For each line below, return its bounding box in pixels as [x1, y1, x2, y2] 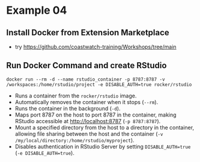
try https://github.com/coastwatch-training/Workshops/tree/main [14, 43, 177, 50]
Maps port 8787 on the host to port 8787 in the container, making [14, 111, 177, 118]
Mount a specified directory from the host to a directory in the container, [14, 124, 194, 131]
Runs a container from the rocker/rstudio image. [14, 92, 137, 99]
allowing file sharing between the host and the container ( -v [14, 130, 163, 137]
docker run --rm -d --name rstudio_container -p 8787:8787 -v [6, 76, 165, 82]
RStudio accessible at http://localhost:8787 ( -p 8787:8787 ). [14, 117, 161, 124]
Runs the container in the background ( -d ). [14, 105, 121, 112]
